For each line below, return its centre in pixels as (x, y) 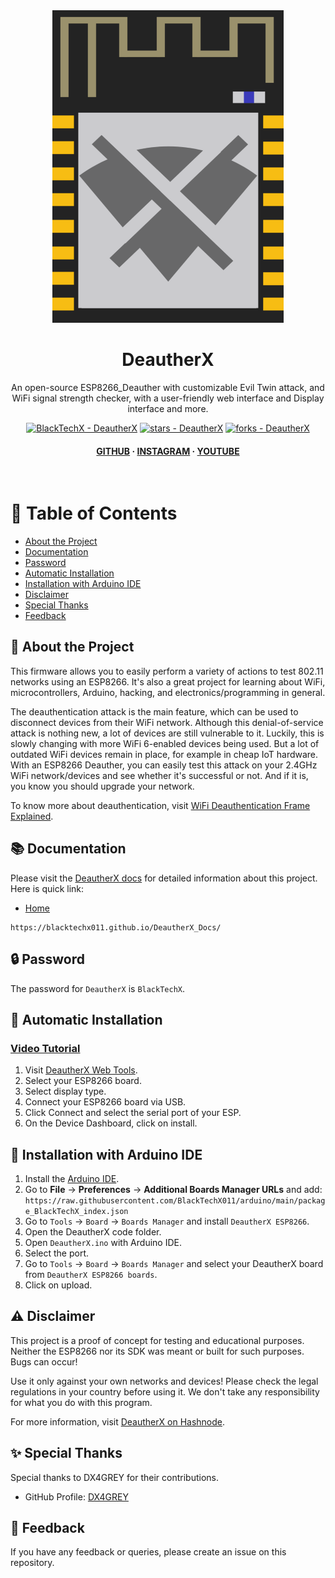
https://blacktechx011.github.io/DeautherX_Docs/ (116, 927)
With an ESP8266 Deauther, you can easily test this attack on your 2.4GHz (164, 765)
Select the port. (57, 1253)
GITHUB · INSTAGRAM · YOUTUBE (168, 451)
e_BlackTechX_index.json (76, 1212)
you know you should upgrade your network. (102, 786)
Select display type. (65, 1091)
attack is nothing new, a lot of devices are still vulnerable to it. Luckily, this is (167, 733)
